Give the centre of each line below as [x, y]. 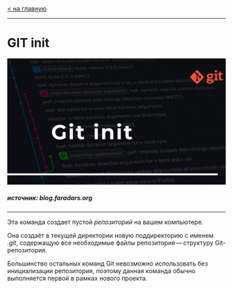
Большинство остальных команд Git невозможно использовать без [107, 263]
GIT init [28, 43]
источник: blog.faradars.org [50, 198]
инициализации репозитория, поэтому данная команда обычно [101, 270]
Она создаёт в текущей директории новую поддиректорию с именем [110, 235]
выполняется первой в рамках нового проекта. [77, 278]
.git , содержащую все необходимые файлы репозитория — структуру [110, 243]
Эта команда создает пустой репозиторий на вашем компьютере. [105, 222]
